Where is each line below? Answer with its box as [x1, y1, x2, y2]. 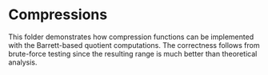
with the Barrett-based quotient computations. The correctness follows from [8, 40, 260, 49]
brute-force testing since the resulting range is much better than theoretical [8, 49, 258, 58]
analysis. [8, 57, 38, 67]
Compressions [8, 6, 108, 24]
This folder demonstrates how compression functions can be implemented [8, 32, 254, 41]
